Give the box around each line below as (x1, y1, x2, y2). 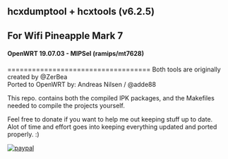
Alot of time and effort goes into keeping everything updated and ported (7, 122, 217, 131)
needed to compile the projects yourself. (7, 101, 125, 110)
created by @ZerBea (7, 72, 68, 81)
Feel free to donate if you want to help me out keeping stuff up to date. (7, 114, 213, 123)
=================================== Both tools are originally (7, 65, 221, 73)
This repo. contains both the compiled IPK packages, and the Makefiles (7, 93, 215, 102)
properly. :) (7, 130, 40, 139)
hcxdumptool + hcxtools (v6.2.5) (7, 6, 155, 18)
